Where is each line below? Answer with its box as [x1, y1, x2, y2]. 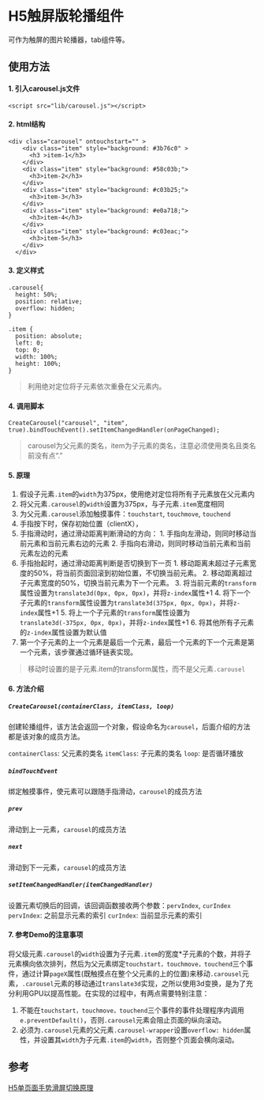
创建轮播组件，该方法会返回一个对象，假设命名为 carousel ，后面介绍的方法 [8, 721, 251, 731]
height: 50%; [15, 290, 58, 299]
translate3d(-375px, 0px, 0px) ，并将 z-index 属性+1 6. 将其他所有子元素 [19, 618, 255, 627]
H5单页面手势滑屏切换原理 [8, 1083, 94, 1092]
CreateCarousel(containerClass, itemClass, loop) [8, 703, 175, 710]
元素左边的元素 [19, 548, 69, 558]
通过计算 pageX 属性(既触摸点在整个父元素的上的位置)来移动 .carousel [21, 969, 243, 978]
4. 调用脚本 [8, 401, 45, 411]
